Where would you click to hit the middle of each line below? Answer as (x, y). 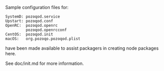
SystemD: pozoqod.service (32, 17)
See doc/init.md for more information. (44, 63)
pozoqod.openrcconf (46, 30)
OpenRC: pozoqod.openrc (31, 25)
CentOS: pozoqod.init (29, 34)
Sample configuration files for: (37, 7)
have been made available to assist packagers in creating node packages (82, 48)
